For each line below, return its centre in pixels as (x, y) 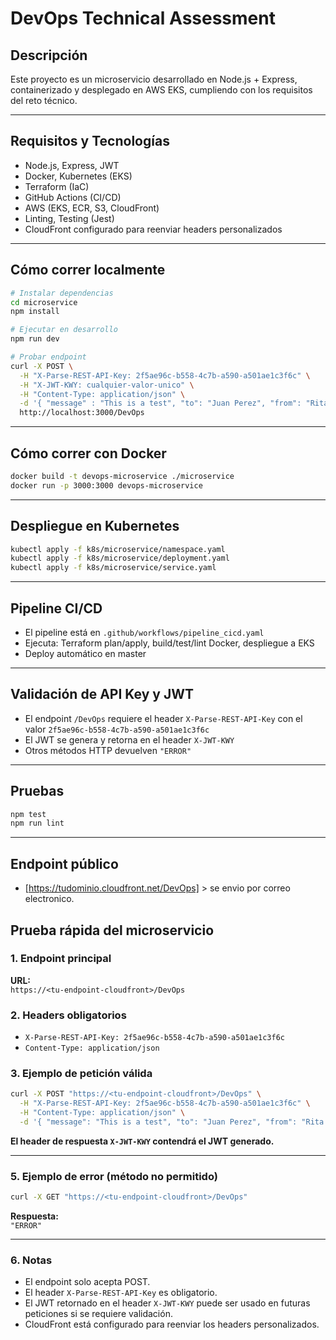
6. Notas (31, 1260)
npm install (35, 312)
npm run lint (37, 823)
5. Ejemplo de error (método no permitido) (114, 1176)
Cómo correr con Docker (88, 453)
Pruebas (37, 791)
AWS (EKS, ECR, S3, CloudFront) (92, 208)
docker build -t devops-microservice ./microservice (122, 476)
